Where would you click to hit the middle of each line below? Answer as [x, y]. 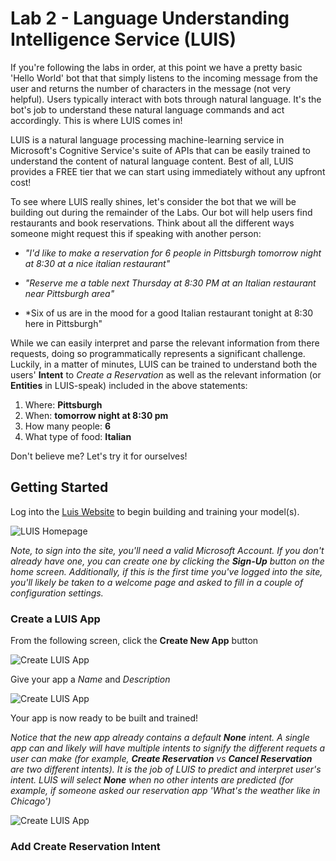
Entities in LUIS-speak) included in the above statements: [129, 385]
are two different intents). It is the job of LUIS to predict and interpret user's [166, 769]
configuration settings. [57, 593]
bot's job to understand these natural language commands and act [147, 109]
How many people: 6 [68, 426]
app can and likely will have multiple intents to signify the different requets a [168, 748]
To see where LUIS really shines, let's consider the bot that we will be [153, 201]
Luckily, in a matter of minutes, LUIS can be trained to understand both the [164, 364]
